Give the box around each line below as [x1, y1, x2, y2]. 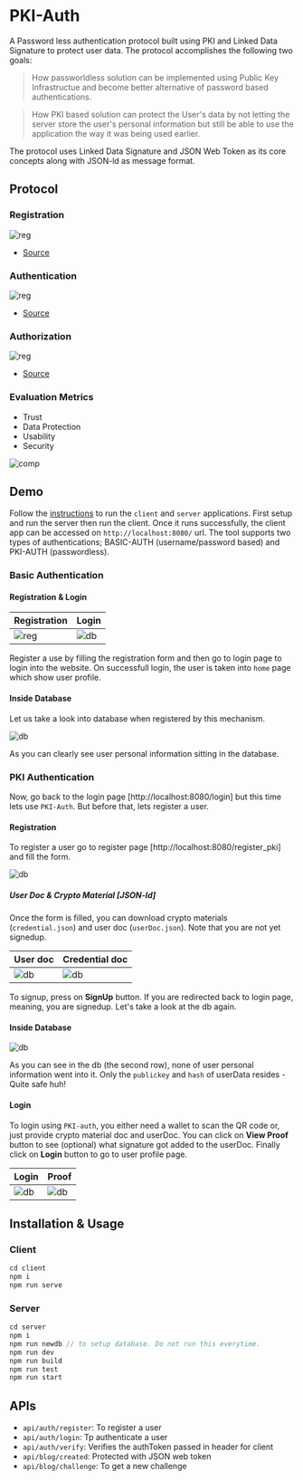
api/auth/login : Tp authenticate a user [22, 1432, 168, 1443]
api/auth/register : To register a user [22, 1422, 163, 1433]
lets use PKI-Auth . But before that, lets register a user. [9, 800, 210, 811]
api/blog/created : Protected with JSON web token [22, 1451, 212, 1462]
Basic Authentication [9, 569, 104, 582]
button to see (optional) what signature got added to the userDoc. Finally [9, 1139, 280, 1150]
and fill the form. [9, 852, 71, 863]
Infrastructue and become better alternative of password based [31, 81, 269, 92]
